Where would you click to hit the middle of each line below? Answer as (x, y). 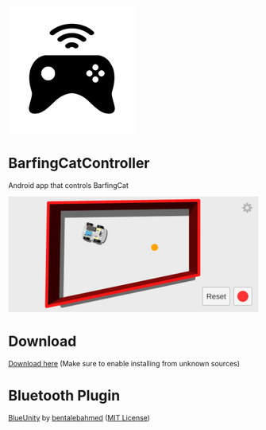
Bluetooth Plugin (64, 396)
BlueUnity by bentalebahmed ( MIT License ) (79, 418)
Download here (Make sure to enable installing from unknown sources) (124, 364)
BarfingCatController (79, 164)
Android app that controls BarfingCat (69, 185)
